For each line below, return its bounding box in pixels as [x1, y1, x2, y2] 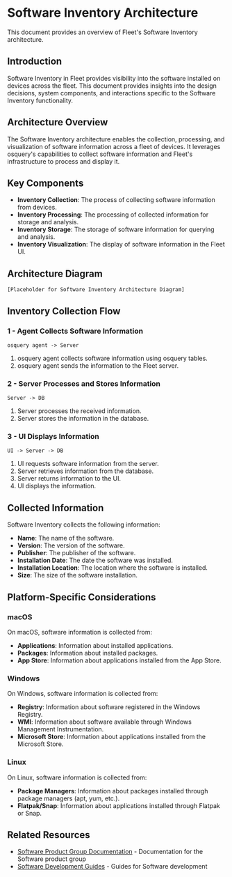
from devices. [17, 203, 57, 212]
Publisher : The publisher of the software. [17, 549, 136, 557]
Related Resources [7, 829, 90, 841]
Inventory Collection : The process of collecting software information [17, 196, 215, 204]
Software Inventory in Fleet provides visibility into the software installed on [7, 74, 221, 82]
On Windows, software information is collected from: [7, 690, 158, 698]
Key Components [7, 177, 84, 189]
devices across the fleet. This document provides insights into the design [7, 82, 217, 90]
